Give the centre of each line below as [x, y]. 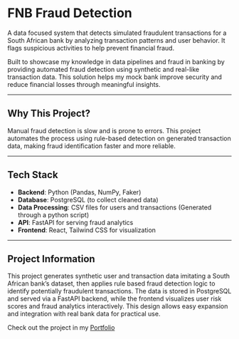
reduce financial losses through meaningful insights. [84, 84]
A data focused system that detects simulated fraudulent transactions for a [117, 33]
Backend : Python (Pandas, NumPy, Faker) [79, 192]
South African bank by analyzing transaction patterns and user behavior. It [116, 40]
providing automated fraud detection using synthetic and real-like [103, 69]
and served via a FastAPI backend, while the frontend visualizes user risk [115, 299]
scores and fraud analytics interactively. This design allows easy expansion [118, 306]
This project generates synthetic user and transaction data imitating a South [118, 276]
